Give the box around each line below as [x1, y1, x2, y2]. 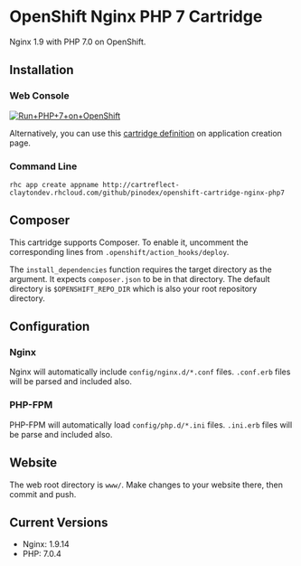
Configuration [9, 319, 90, 335]
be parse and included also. [9, 429, 113, 439]
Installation [9, 62, 74, 78]
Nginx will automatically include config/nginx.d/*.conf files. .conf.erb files [9, 366, 291, 377]
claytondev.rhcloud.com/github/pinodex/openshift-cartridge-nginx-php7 [9, 188, 285, 197]
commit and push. [9, 488, 77, 499]
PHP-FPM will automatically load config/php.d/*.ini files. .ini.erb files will [9, 419, 293, 430]
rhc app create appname [9, 180, 99, 189]
